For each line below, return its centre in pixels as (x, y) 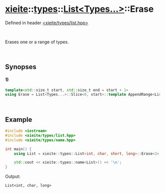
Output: (13, 177)
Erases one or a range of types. (37, 42)
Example (19, 119)
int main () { (18, 149)
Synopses (21, 67)
